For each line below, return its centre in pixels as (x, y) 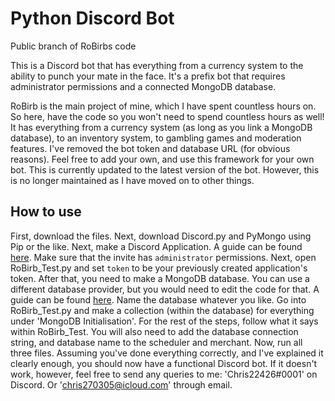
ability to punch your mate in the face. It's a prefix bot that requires (148, 76)
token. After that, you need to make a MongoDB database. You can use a (160, 278)
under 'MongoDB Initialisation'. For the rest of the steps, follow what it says (164, 321)
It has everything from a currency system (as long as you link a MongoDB (161, 127)
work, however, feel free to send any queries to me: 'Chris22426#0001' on (164, 374)
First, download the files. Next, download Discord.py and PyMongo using (161, 236)
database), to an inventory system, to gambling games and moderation (156, 138)
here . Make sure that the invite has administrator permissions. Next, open (163, 257)
